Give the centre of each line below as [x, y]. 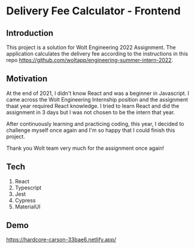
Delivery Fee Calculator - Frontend [94, 11]
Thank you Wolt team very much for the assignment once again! [85, 148]
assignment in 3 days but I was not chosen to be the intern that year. [91, 112]
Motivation [27, 79]
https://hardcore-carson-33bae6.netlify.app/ [61, 239]
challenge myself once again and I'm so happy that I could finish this [91, 130]
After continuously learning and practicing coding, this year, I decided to [95, 124]
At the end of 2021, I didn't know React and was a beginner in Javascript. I [98, 93]
